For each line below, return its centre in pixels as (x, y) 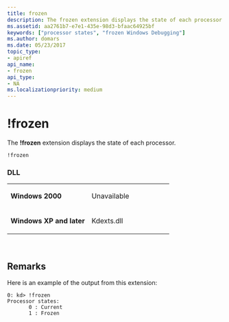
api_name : (21, 64)
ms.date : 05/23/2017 (37, 45)
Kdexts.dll (107, 221)
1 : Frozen (44, 313)
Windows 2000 (36, 196)
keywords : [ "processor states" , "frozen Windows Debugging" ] (96, 33)
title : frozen (27, 13)
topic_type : (24, 52)
